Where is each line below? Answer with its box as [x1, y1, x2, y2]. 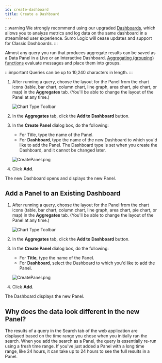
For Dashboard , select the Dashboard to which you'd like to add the [19, 260, 155, 266]
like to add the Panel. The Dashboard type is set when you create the [19, 142, 158, 148]
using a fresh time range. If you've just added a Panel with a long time [5, 343, 145, 349]
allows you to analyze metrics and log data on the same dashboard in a [5, 30, 147, 36]
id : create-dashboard [5, 7, 49, 12]
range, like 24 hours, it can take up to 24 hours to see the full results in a [5, 348, 150, 354]
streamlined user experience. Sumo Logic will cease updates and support [5, 35, 152, 41]
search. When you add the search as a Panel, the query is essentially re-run [5, 338, 157, 344]
